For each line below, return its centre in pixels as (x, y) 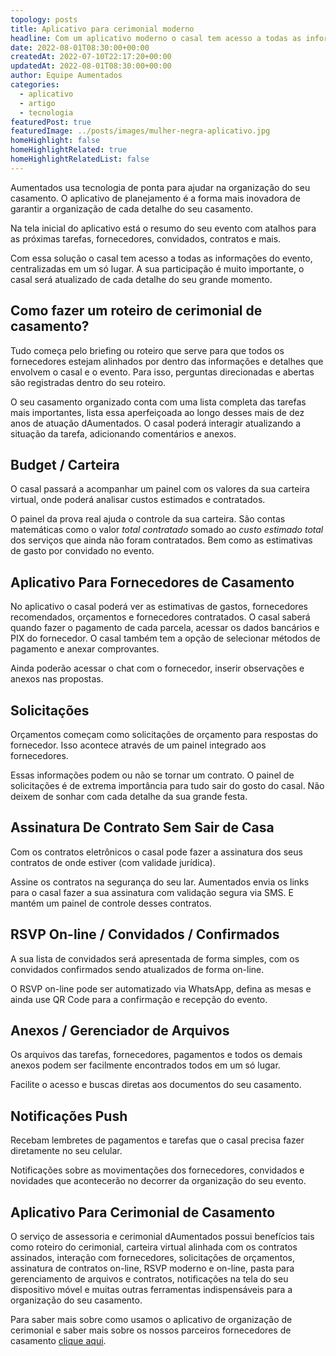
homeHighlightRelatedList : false (80, 159)
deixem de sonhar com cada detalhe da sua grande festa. (129, 796)
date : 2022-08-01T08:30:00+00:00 (80, 47)
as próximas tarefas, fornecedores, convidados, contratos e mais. (146, 238)
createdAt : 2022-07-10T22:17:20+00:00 (91, 57)
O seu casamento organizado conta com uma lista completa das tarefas (158, 402)
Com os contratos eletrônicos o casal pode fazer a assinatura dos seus (156, 852)
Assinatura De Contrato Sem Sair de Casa (142, 827)
